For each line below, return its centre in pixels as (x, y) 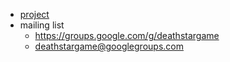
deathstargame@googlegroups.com (109, 46)
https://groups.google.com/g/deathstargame (127, 35)
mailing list (42, 25)
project (34, 14)
